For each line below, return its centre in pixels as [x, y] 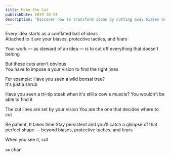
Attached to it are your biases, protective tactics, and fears [66, 39]
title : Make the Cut [27, 10]
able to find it [19, 99]
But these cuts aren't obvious [36, 64]
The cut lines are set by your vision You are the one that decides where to [82, 110]
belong [13, 54]
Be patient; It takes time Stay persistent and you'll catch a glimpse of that [81, 125]
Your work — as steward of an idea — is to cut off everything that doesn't [82, 49]
